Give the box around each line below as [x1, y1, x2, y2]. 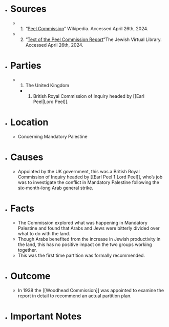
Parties [10, 60, 41, 72]
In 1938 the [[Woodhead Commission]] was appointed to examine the [17, 287, 164, 293]
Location [10, 116, 49, 128]
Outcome [10, 270, 51, 282]
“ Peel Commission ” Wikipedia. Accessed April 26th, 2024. [25, 25, 149, 31]
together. [17, 247, 37, 253]
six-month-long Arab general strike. [17, 185, 94, 191]
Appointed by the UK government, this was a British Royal [17, 168, 140, 174]
